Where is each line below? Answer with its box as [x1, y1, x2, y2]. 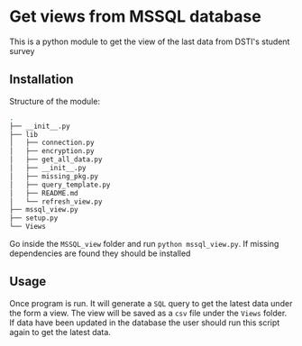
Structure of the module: [9, 96, 101, 106]
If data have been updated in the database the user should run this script [9, 317, 280, 328]
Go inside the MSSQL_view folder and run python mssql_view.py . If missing [9, 239, 279, 249]
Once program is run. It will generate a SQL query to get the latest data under [9, 297, 293, 308]
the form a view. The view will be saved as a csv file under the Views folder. [9, 307, 288, 318]
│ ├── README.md [9, 188, 78, 197]
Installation [9, 72, 74, 87]
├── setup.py [9, 214, 59, 223]
